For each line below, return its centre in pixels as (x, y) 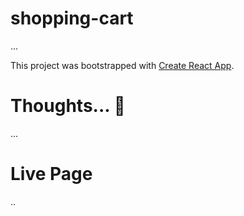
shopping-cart (72, 18)
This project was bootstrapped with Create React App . (122, 65)
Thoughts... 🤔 (68, 106)
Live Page (51, 174)
